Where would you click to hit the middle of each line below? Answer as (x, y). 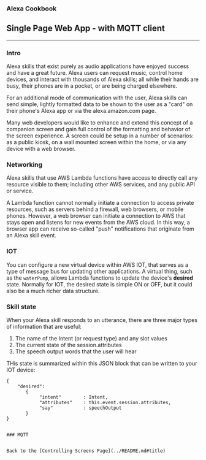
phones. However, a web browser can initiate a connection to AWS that (96, 216)
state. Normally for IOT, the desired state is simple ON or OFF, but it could (99, 284)
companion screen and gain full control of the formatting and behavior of (98, 129)
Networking (25, 164)
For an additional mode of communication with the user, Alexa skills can (97, 98)
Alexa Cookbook (32, 9)
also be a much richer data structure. (53, 291)
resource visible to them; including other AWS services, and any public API (101, 185)
